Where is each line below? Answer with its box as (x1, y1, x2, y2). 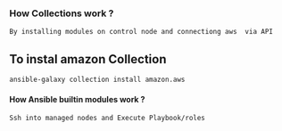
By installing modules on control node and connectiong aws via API (9, 28, 274, 37)
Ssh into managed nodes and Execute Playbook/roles (9, 114, 205, 123)
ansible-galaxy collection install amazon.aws (9, 75, 186, 85)
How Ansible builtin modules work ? (9, 94, 145, 104)
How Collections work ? (9, 7, 114, 20)
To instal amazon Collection (9, 52, 167, 67)
